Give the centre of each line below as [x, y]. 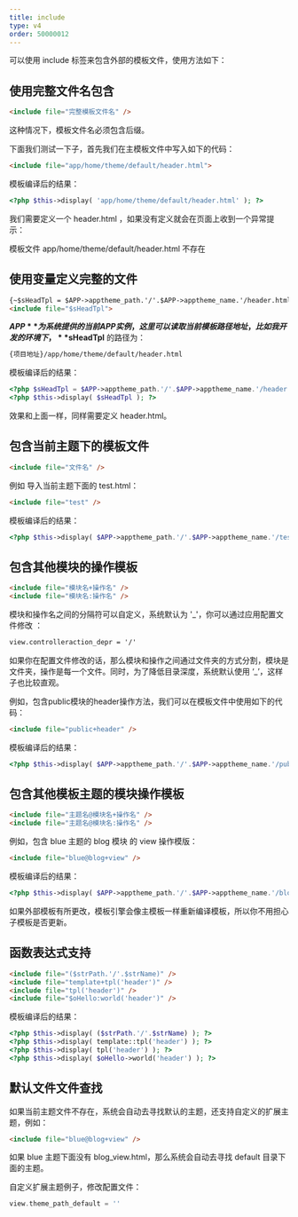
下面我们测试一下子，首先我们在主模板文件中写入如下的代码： [122, 149]
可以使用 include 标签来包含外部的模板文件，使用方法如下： [118, 60]
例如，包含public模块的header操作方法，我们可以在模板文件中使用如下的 [142, 701]
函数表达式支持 [50, 953]
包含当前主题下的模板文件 [79, 446]
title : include [37, 17]
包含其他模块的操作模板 [73, 567]
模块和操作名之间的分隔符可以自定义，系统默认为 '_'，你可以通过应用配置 [143, 614]
